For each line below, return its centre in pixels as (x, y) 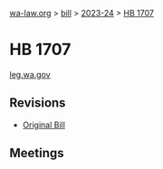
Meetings (37, 153)
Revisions (38, 103)
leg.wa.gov (30, 74)
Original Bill (44, 125)
